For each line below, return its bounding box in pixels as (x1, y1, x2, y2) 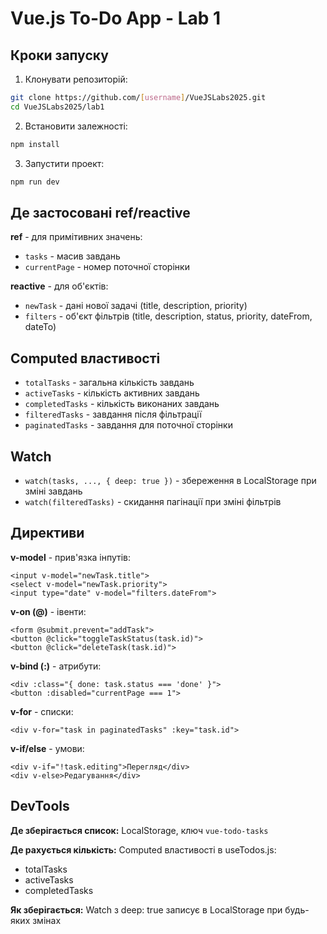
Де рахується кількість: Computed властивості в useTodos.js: (10, 843, 277, 856)
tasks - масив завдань (24, 250, 121, 262)
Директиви (10, 525, 85, 542)
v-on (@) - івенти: (10, 605, 87, 617)
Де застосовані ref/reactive (10, 204, 191, 221)
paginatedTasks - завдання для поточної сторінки (24, 419, 233, 431)
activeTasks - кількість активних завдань (24, 387, 200, 399)
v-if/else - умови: (10, 742, 85, 754)
